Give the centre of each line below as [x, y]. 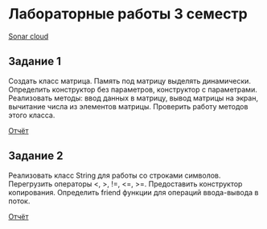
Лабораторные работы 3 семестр [128, 14]
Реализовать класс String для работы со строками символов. [115, 175]
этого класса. [32, 115]
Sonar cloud [29, 36]
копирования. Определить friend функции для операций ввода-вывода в [133, 192]
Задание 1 [35, 61]
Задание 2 [36, 156]
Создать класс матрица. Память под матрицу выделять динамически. [130, 80]
